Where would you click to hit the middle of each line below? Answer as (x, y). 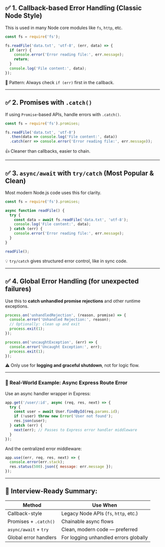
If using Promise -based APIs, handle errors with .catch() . (63, 114)
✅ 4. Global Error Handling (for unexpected (72, 281)
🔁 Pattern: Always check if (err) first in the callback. (60, 82)
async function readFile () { (35, 210)
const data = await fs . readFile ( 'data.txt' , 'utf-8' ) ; (71, 220)
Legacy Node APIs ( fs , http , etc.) (100, 513)
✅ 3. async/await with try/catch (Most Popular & (80, 173)
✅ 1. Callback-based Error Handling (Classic (73, 8)
